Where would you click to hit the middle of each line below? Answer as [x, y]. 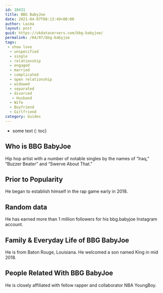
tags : [11, 42]
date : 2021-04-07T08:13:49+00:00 [40, 19]
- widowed [20, 84]
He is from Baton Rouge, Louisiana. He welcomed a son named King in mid [82, 252]
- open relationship [31, 79]
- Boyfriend [22, 107]
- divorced [21, 93]
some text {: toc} [30, 131]
